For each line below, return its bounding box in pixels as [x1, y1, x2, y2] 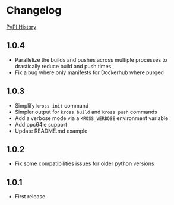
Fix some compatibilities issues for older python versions [14, 160, 154, 167]
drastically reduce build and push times [14, 62, 112, 70]
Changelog [6, 4, 62, 17]
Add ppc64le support [14, 121, 68, 128]
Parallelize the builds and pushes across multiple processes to [14, 56, 167, 63]
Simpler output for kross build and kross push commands [14, 108, 157, 115]
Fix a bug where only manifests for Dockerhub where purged [14, 69, 164, 76]
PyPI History [6, 23, 37, 30]
